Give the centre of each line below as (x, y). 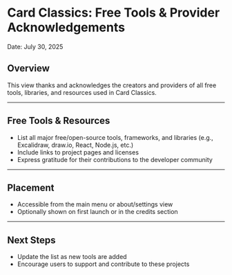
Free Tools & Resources (59, 121)
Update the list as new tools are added (72, 257)
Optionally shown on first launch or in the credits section (97, 212)
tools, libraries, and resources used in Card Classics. (82, 92)
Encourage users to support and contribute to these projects (103, 264)
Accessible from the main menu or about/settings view (95, 204)
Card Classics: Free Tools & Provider (114, 13)
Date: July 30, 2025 (35, 46)
